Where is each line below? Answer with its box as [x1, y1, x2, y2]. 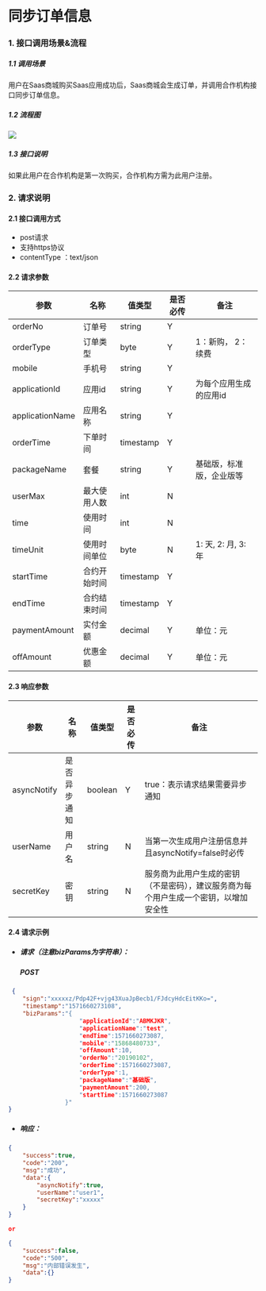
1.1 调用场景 [8, 59, 46, 68]
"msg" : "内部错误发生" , [22, 1262, 90, 1270]
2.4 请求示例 [8, 927, 50, 937]
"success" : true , [22, 1152, 77, 1160]
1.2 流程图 [8, 110, 41, 119]
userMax [12, 491, 45, 502]
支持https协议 [19, 243, 65, 252]
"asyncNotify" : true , [36, 1181, 104, 1189]
